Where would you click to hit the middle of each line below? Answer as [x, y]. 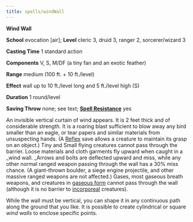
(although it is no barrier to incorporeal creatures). [67, 189]
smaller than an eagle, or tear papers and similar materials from [83, 132]
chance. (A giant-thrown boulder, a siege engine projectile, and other [90, 170]
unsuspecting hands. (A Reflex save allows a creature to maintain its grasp [97, 139]
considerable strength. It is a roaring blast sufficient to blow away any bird [96, 126]
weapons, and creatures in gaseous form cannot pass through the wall [92, 182]
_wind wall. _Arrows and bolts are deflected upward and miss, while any [94, 158]
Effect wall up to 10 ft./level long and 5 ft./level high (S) [73, 86]
